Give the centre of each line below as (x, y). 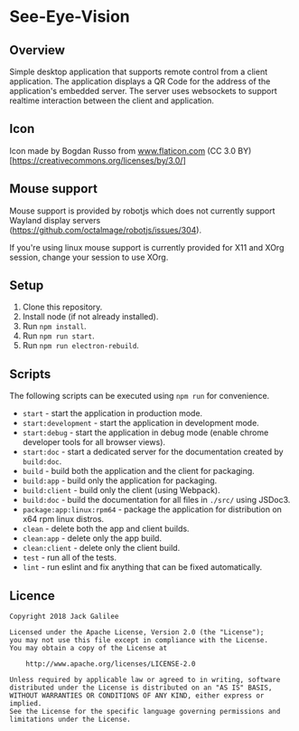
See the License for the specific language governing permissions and (145, 712)
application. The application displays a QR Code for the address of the (140, 81)
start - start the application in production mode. (112, 413)
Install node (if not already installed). (90, 317)
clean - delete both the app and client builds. (106, 529)
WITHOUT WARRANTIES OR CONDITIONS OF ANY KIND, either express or (137, 696)
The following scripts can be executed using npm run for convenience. (140, 396)
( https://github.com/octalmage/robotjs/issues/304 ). (105, 230)
